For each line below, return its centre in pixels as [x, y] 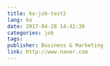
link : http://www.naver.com [48, 52]
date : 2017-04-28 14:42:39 [46, 26]
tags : [15, 39]
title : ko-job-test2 [37, 13]
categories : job [30, 33]
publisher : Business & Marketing [55, 45]
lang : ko [20, 20]
